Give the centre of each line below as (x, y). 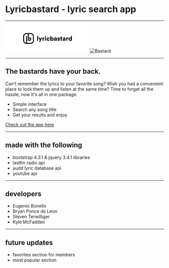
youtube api (25, 173)
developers (23, 194)
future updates (29, 243)
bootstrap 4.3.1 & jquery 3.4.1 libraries (51, 157)
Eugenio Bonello (29, 206)
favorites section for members (44, 255)
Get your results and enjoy (40, 115)
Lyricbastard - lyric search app (71, 9)
